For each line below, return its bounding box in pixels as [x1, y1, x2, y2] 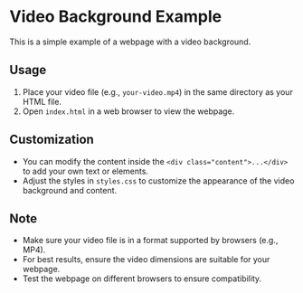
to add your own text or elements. [22, 165, 149, 176]
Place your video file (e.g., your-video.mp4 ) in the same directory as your [22, 86, 294, 97]
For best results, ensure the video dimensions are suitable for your [22, 254, 270, 265]
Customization [9, 132, 95, 147]
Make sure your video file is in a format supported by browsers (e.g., [22, 235, 279, 246]
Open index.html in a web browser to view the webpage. [22, 106, 235, 117]
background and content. [22, 184, 118, 195]
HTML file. [22, 96, 62, 107]
